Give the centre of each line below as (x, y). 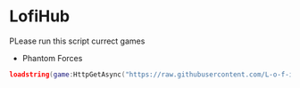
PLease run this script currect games (77, 41)
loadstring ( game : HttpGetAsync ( (67, 74)
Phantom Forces (52, 58)
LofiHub (39, 16)
